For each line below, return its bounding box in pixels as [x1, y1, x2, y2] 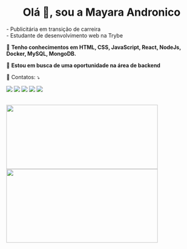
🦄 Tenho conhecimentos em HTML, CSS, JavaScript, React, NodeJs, [6, 44, 182, 51]
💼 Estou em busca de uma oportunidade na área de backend [6, 62, 160, 69]
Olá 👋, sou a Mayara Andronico [22, 5, 181, 19]
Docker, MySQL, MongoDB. [6, 50, 77, 57]
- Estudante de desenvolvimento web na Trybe [6, 31, 123, 39]
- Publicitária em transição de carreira [6, 25, 101, 33]
